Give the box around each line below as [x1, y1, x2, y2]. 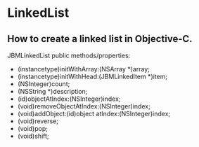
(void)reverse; [17, 117, 58, 125]
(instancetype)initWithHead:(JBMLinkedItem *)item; [17, 72, 167, 80]
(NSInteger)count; [17, 80, 70, 88]
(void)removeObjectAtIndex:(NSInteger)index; [17, 102, 151, 110]
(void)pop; [17, 125, 48, 132]
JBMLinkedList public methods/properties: [7, 51, 131, 59]
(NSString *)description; [17, 87, 88, 95]
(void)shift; [17, 132, 49, 140]
